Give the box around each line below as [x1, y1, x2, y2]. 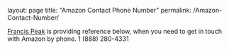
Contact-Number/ [7, 13, 59, 22]
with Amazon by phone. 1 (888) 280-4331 [7, 35, 129, 43]
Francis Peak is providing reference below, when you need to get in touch [7, 27, 222, 35]
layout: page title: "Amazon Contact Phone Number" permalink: [7, 6, 192, 14]
